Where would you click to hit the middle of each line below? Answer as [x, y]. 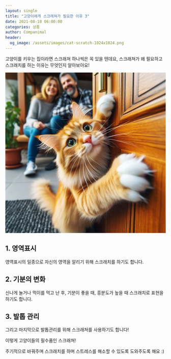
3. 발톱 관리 [22, 316]
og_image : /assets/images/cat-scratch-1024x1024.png [67, 43]
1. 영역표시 [21, 249]
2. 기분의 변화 [25, 279]
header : [13, 38]
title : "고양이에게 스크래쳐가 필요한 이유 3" [48, 16]
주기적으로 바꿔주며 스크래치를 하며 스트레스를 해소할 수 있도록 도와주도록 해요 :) [85, 351]
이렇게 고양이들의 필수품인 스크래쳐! [41, 341]
